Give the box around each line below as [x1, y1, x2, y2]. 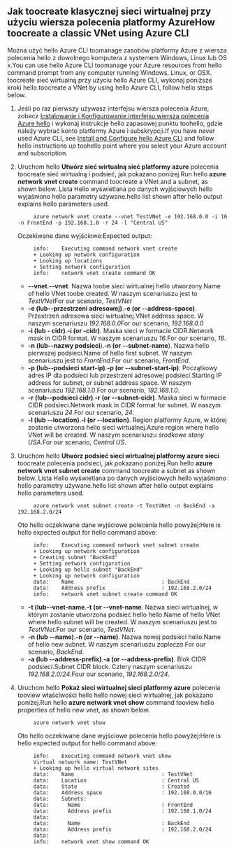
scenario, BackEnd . [27, 647, 85, 656]
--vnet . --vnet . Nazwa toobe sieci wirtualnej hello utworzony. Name [27, 281, 221, 290]
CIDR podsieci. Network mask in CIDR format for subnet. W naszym [27, 400, 221, 409]
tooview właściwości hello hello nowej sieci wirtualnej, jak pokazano [17, 691, 214, 699]
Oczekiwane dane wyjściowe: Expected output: [17, 231, 152, 240]
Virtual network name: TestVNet [33, 759, 128, 766]
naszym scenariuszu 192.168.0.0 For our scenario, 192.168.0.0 [27, 318, 204, 328]
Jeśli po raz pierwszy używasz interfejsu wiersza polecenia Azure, [17, 104, 210, 113]
